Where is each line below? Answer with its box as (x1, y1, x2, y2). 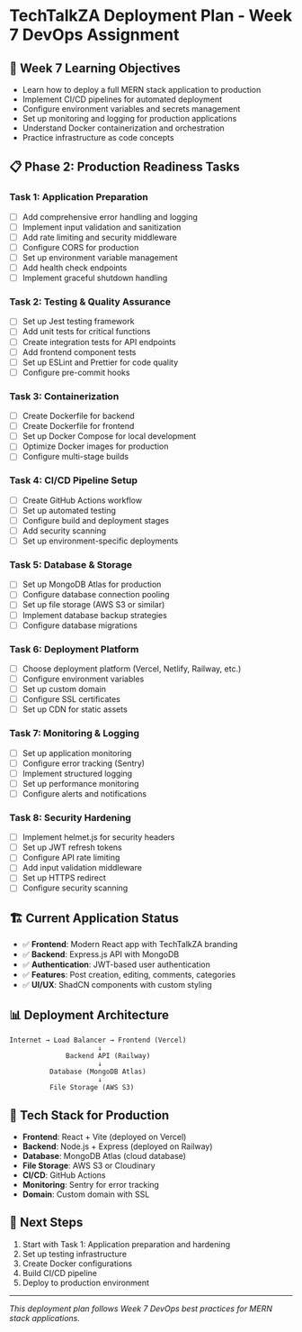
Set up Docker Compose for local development (22, 431, 197, 442)
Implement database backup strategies (22, 609, 168, 620)
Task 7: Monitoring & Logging (9, 727, 140, 740)
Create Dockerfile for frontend (22, 421, 135, 432)
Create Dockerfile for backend (22, 411, 135, 422)
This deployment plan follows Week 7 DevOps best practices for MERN (9, 1303, 272, 1314)
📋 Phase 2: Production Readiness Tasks (9, 160, 240, 175)
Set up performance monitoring (22, 778, 139, 789)
